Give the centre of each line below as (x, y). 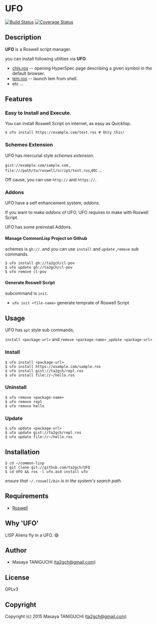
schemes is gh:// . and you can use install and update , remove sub (72, 249)
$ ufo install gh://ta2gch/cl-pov (40, 263)
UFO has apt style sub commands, (40, 330)
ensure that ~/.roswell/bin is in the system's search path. (64, 481)
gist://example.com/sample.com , (38, 165)
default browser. (28, 73)
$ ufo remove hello (25, 406)
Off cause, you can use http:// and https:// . (51, 179)
